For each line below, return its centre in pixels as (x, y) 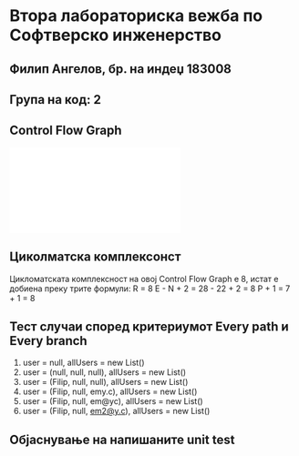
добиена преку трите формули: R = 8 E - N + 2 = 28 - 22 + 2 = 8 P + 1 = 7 (150, 289)
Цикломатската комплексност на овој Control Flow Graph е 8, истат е (144, 279)
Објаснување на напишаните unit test (122, 439)
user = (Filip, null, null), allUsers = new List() (105, 382)
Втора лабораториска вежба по (136, 16)
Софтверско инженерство (115, 35)
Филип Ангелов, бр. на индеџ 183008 (121, 69)
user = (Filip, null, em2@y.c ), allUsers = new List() (116, 411)
